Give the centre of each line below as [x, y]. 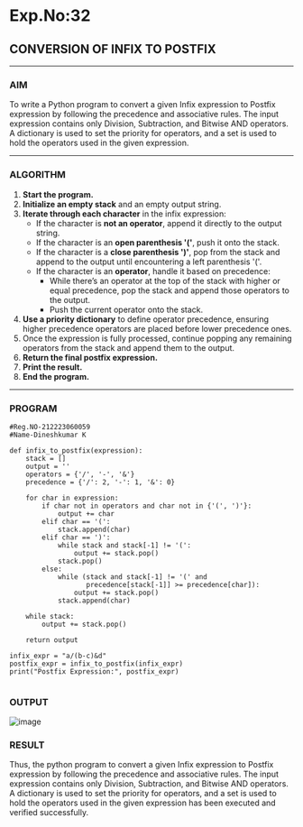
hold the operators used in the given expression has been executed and [143, 803]
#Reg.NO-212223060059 [50, 427]
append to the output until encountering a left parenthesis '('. [149, 262]
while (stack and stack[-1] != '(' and [132, 577]
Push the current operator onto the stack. [126, 309]
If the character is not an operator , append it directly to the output [159, 223]
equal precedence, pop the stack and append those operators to [170, 290]
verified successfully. [49, 813]
